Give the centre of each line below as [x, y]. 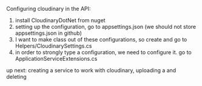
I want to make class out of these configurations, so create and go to [101, 39]
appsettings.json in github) [48, 33]
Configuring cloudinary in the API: [49, 9]
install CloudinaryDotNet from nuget [60, 20]
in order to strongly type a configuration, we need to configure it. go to [103, 52]
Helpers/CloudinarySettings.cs [53, 46]
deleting [17, 77]
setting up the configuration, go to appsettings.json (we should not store [106, 27]
